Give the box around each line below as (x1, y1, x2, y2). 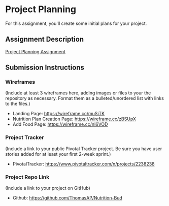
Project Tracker (5, 134, 44, 141)
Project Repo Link (5, 174, 50, 181)
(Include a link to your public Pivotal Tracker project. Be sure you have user (5, 146, 162, 152)
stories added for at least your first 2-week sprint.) (5, 151, 111, 157)
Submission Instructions (5, 63, 85, 72)
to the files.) (5, 100, 30, 107)
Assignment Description (5, 35, 84, 44)
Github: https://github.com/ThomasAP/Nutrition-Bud (12, 195, 123, 201)
